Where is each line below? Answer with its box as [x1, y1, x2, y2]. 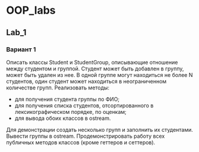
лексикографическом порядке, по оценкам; [14, 108, 127, 115]
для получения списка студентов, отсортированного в [14, 102, 154, 109]
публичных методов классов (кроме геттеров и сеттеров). [6, 138, 156, 146]
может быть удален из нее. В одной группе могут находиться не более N [6, 71, 193, 78]
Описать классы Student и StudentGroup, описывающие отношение [6, 58, 178, 66]
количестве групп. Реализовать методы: [6, 84, 110, 91]
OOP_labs [6, 4, 56, 17]
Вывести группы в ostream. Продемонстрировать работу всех [6, 132, 165, 139]
